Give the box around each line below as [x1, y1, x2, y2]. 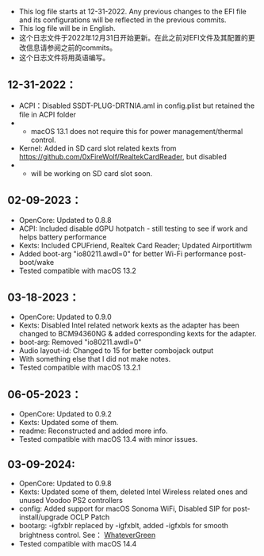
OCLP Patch [70, 512, 110, 522]
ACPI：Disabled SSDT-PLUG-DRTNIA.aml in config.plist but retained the [18, 101, 255, 110]
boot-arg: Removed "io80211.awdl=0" [18, 337, 142, 347]
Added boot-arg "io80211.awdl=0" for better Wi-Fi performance [18, 249, 228, 259]
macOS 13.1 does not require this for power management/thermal [30, 126, 243, 136]
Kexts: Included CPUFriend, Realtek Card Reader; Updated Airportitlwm [18, 240, 253, 250]
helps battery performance [18, 232, 108, 241]
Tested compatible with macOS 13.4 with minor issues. [18, 435, 198, 444]
